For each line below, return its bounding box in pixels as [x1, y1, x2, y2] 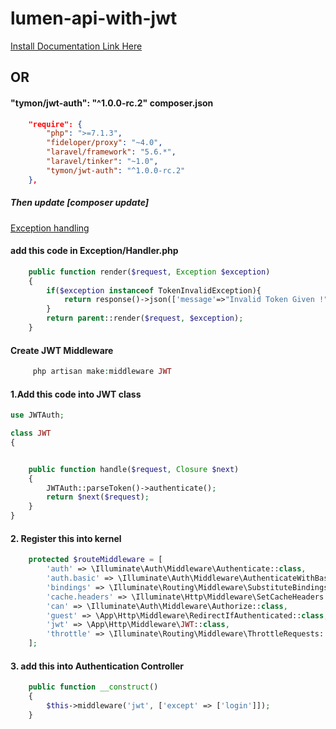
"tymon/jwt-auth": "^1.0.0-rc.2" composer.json [10, 97, 214, 109]
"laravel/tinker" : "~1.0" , [46, 157, 159, 167]
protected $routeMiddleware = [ [28, 555, 163, 565]
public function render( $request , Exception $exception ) [28, 267, 271, 277]
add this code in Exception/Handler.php [10, 245, 179, 257]
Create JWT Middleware [10, 344, 114, 356]
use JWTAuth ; [10, 410, 65, 421]
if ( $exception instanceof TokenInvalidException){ [46, 285, 262, 296]
